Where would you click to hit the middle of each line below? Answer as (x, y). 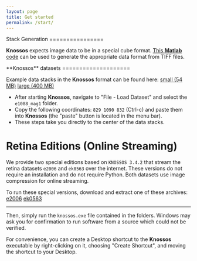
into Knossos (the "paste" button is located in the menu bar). (88, 116)
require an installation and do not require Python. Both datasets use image (96, 175)
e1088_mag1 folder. (36, 103)
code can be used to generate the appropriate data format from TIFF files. (95, 57)
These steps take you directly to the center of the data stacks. (90, 122)
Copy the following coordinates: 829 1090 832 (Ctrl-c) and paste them (98, 110)
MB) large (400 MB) (30, 86)
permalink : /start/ (30, 22)
